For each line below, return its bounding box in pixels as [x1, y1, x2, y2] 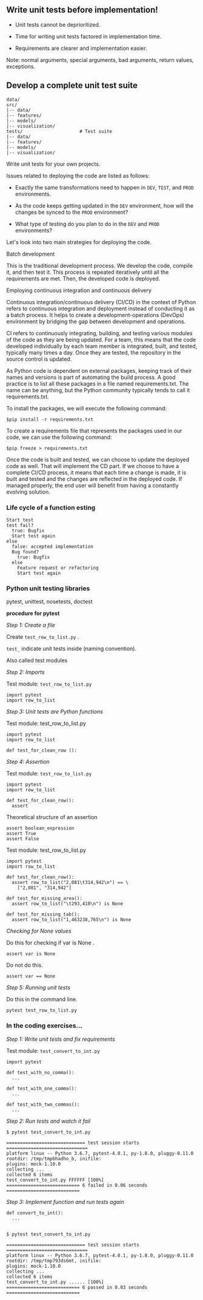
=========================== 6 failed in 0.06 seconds [6, 1182, 148, 1188]
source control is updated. [6, 355, 72, 362]
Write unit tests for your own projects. [6, 160, 101, 168]
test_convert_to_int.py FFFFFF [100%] [6, 1177, 104, 1183]
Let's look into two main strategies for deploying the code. [6, 238, 152, 245]
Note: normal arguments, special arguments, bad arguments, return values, [6, 56, 194, 63]
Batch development [6, 250, 55, 257]
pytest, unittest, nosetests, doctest [6, 598, 93, 605]
